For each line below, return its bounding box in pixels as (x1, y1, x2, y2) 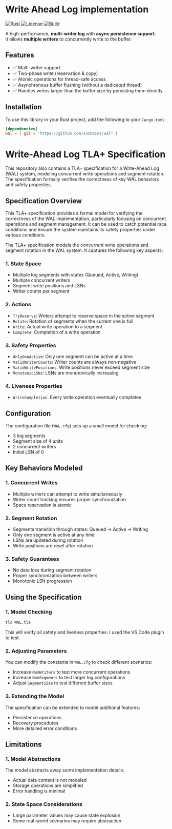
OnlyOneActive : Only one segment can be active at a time (12, 353, 133, 360)
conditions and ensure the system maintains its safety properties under (5, 227, 156, 233)
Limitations (5, 740, 42, 748)
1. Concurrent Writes (5, 479, 58, 486)
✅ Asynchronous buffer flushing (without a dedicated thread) (12, 82, 142, 88)
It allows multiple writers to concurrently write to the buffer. (5, 36, 132, 42)
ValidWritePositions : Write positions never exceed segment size (12, 364, 150, 370)
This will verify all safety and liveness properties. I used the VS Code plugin (5, 629, 164, 635)
